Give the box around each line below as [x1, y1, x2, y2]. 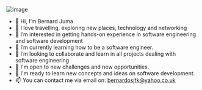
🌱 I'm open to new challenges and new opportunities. [15, 63, 150, 70]
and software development [15, 37, 84, 44]
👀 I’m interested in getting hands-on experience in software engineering [15, 31, 197, 38]
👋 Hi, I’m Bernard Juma [15, 18, 73, 24]
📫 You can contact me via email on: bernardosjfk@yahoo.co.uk [15, 77, 176, 84]
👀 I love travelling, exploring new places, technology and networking [15, 24, 187, 31]
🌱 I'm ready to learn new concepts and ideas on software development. [15, 70, 195, 77]
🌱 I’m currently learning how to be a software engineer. [15, 43, 154, 51]
